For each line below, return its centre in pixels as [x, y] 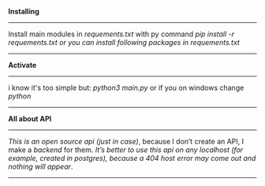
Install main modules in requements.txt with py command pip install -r [121, 34]
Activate [22, 65]
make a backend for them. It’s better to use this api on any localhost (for [126, 150]
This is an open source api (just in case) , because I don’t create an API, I [126, 141]
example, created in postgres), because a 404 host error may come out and [132, 158]
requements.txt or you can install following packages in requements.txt [124, 42]
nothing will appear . [41, 166]
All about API [30, 119]
